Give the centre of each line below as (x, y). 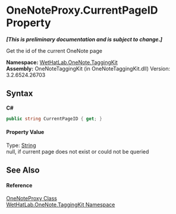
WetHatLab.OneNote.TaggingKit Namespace (61, 205)
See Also (23, 170)
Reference (19, 185)
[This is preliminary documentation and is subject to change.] (84, 39)
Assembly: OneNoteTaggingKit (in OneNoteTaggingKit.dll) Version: (88, 68)
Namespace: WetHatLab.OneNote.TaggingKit (62, 62)
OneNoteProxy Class (32, 199)
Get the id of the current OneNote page (54, 50)
